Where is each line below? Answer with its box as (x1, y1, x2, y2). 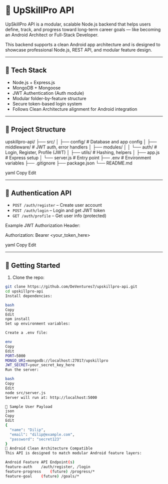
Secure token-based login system (12, 100, 82, 107)
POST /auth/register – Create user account (12, 202, 102, 208)
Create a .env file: (5, 331, 48, 336)
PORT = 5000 (5, 353, 26, 358)
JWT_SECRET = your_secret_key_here (5, 363, 75, 368)
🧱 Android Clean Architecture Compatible (5, 446, 93, 451)
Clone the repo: (12, 274, 45, 280)
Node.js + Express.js (12, 79, 55, 85)
